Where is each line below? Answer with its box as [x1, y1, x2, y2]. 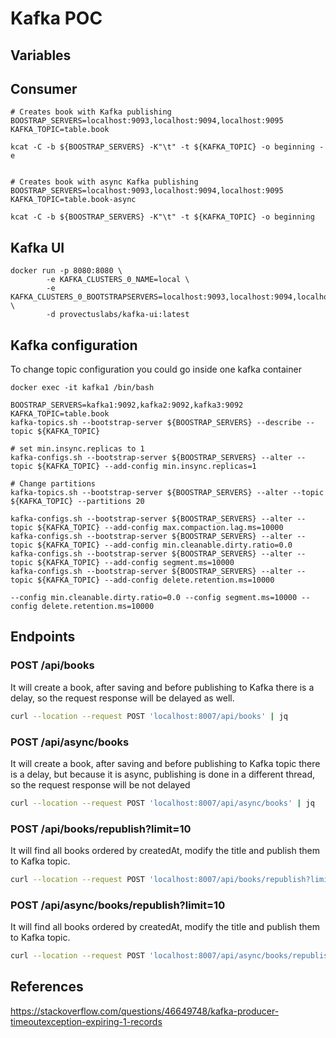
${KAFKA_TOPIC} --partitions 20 [10, 497, 145, 507]
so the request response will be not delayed [10, 778, 191, 791]
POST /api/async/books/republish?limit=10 [10, 898, 226, 912]
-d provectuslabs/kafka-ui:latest [46, 310, 190, 320]
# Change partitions [10, 479, 97, 489]
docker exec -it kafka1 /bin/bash [10, 383, 155, 393]
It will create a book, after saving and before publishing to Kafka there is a [10, 681, 315, 693]
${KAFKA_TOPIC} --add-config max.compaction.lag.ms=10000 [36, 523, 284, 533]
